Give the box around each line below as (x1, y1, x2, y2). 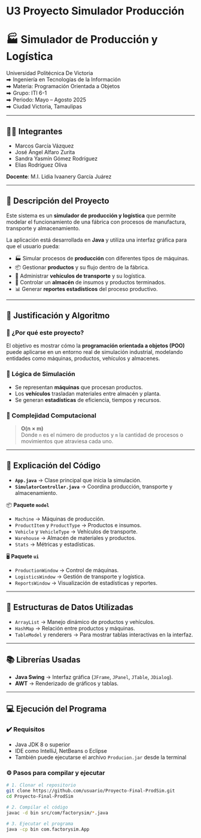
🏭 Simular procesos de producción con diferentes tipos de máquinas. (14, 254, 190, 262)
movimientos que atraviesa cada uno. (20, 438, 114, 445)
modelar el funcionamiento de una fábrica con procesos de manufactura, (6, 218, 187, 226)
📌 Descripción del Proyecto (6, 196, 109, 206)
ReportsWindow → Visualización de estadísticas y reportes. (14, 579, 157, 586)
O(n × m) (20, 425, 44, 432)
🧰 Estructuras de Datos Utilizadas (6, 602, 133, 612)
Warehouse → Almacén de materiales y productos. (14, 534, 136, 541)
